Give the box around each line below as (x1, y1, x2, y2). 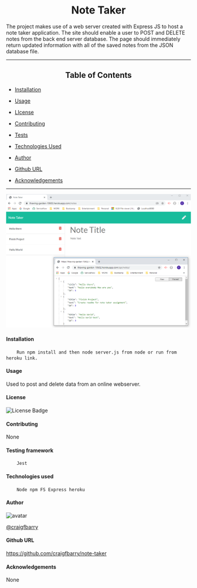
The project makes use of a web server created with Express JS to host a (6, 23, 184, 30)
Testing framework (6, 447, 54, 454)
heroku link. (6, 355, 38, 361)
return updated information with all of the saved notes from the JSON (6, 42, 174, 49)
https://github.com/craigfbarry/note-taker (6, 550, 107, 557)
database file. (6, 47, 39, 55)
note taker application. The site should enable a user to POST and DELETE (6, 29, 186, 36)
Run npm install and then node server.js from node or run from (16, 349, 177, 355)
